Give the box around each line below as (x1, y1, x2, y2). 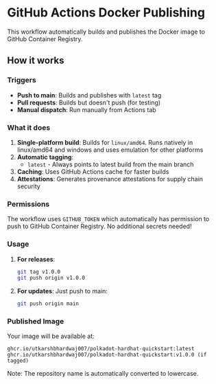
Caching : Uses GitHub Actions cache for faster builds (16, 167, 169, 176)
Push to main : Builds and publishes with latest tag (16, 91, 162, 99)
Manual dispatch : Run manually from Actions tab (16, 105, 156, 114)
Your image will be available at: (7, 332, 95, 341)
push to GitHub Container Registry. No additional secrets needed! (7, 222, 192, 231)
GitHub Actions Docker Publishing (7, 5, 206, 21)
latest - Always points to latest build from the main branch (27, 160, 194, 168)
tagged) (7, 357, 29, 365)
